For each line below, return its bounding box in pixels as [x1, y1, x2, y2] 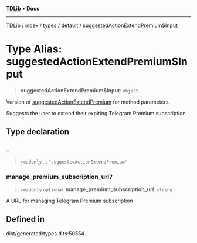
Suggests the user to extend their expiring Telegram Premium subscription [6, 109, 186, 116]
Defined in [6, 214, 45, 224]
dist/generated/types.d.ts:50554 [6, 229, 85, 237]
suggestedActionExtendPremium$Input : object [20, 86, 139, 94]
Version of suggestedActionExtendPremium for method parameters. [6, 98, 171, 105]
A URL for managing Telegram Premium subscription [6, 197, 133, 204]
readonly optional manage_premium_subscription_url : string [20, 185, 173, 193]
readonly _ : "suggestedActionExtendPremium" [20, 158, 128, 165]
